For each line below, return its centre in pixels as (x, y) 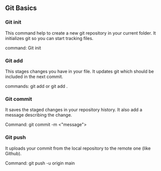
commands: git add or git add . (36, 86)
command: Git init (23, 48)
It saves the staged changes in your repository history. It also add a (74, 110)
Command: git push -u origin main (40, 163)
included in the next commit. (34, 77)
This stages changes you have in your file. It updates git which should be (80, 71)
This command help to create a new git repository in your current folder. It (80, 33)
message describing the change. (39, 115)
